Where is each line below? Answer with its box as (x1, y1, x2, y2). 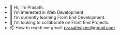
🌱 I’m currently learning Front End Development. (9, 15, 105, 20)
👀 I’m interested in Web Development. (9, 9, 85, 15)
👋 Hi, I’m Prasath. (9, 5, 45, 10)
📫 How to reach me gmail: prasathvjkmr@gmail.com (9, 25, 115, 30)
